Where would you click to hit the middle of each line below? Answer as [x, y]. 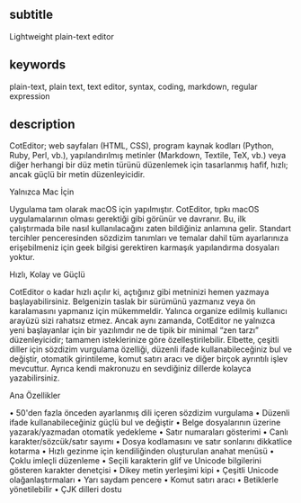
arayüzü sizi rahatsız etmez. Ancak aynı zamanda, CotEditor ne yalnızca [142, 321]
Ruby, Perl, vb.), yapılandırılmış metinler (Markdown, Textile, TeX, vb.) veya [148, 156]
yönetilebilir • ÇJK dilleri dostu [66, 490]
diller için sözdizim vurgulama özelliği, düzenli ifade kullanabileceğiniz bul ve [150, 349]
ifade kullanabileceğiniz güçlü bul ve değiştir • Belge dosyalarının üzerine [145, 423]
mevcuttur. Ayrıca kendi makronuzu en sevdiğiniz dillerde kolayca [130, 369]
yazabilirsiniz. [35, 378]
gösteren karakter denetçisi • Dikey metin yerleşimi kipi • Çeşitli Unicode [144, 471]
